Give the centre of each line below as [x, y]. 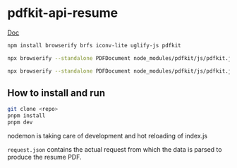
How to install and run [56, 93]
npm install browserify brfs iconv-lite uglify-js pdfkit [94, 45]
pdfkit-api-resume [63, 13]
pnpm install [26, 116]
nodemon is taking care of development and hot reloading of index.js [108, 136]
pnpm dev [20, 122]
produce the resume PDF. [45, 157]
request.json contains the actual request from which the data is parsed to [115, 149]
